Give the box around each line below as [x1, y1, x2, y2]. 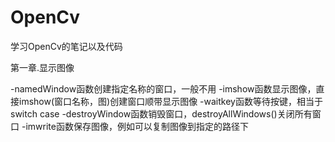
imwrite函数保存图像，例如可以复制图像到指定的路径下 [25, 120, 249, 132]
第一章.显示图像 [10, 61, 75, 73]
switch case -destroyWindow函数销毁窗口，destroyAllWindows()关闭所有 [10, 107, 313, 120]
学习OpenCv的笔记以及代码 [10, 40, 123, 52]
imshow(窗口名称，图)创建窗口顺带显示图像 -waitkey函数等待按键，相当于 [18, 95, 323, 107]
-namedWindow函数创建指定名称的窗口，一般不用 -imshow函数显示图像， [10, 82, 317, 95]
